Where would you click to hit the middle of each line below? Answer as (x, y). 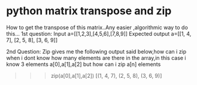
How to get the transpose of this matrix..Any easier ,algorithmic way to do (97, 27)
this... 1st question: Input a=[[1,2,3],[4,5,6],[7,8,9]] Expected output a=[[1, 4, (99, 33)
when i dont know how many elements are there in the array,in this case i (96, 58)
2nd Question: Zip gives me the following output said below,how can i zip (96, 51)
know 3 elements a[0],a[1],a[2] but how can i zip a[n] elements (84, 64)
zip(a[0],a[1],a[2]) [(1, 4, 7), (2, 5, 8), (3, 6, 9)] (106, 75)
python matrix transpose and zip (89, 11)
